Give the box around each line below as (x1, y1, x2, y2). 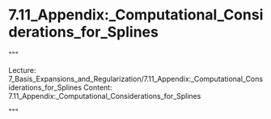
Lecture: (8, 65, 36, 74)
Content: (83, 83, 112, 92)
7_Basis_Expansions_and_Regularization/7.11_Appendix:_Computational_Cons (8, 74, 264, 83)
